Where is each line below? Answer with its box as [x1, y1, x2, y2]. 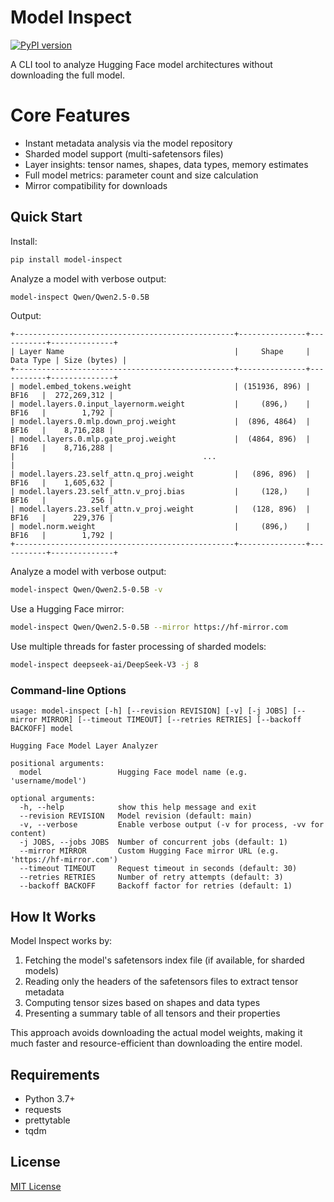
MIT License [10, 1180, 62, 1192]
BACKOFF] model [10, 724, 74, 734]
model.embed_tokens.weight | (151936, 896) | [19, 382, 311, 392]
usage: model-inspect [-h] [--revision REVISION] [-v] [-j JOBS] [10, 706, 288, 716]
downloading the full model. [10, 69, 125, 81]
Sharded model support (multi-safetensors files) [24, 147, 224, 160]
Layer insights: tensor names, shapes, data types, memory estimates [24, 158, 309, 170]
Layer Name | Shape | [19, 347, 311, 357]
